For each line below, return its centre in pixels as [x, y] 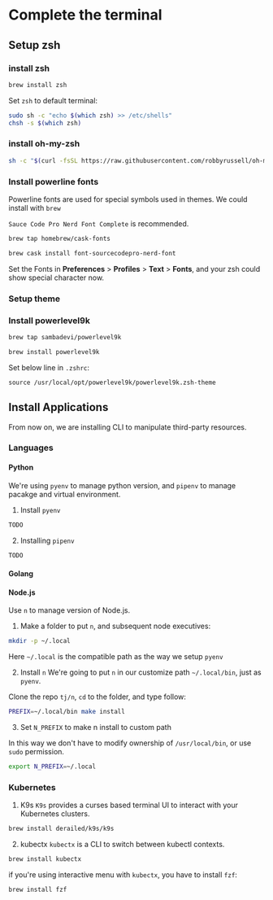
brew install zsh [38, 85]
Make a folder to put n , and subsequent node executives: [115, 626]
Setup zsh [35, 45]
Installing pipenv [47, 540]
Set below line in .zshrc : [49, 367]
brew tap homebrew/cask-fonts [60, 238]
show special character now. [56, 277]
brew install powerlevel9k [54, 352]
